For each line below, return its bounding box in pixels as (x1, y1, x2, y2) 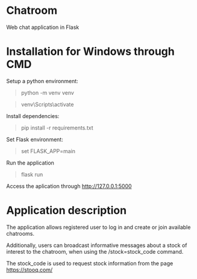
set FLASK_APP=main (20, 147, 76, 154)
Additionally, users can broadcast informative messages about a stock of (6, 242, 187, 249)
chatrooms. (6, 230, 35, 237)
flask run (20, 171, 43, 178)
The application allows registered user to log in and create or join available (6, 224, 191, 231)
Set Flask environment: (6, 136, 63, 143)
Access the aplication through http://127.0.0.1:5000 (6, 182, 132, 190)
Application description (6, 204, 127, 218)
